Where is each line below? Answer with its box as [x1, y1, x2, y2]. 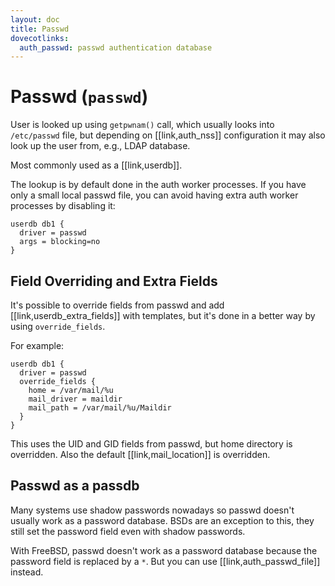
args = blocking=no [19, 237, 101, 247]
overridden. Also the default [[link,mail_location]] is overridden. [10, 449, 271, 460]
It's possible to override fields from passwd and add [10, 299, 225, 311]
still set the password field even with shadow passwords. [10, 525, 246, 537]
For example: [10, 340, 65, 351]
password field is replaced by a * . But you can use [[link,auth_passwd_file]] [10, 555, 321, 567]
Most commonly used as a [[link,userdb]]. [10, 159, 183, 171]
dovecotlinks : [10, 33, 70, 43]
